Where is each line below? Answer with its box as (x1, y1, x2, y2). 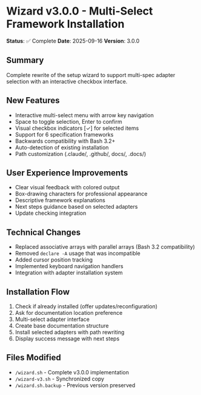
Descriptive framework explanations (15, 197, 106, 204)
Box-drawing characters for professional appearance (15, 190, 148, 198)
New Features (6, 95, 60, 106)
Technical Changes (6, 227, 81, 237)
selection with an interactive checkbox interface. (6, 78, 128, 85)
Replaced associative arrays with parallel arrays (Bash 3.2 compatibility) (15, 243, 196, 251)
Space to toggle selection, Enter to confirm (15, 118, 122, 125)
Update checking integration (15, 209, 87, 217)
